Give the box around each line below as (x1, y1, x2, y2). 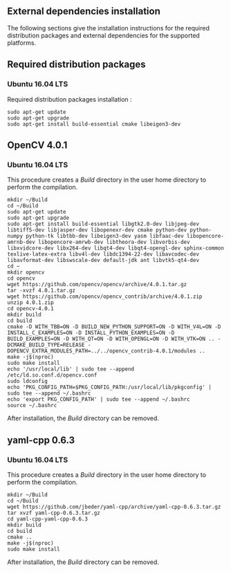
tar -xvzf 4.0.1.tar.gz (7, 287, 76, 294)
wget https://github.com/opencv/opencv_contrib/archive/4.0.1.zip (7, 293, 203, 300)
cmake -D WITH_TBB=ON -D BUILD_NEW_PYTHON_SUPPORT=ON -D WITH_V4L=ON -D (7, 323, 221, 330)
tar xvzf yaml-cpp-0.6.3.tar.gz (7, 509, 100, 516)
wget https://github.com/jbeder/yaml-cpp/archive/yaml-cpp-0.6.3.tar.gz (7, 503, 221, 510)
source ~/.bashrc (7, 402, 57, 409)
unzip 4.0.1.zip (7, 299, 54, 306)
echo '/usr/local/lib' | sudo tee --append (7, 366, 135, 373)
